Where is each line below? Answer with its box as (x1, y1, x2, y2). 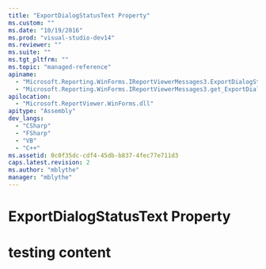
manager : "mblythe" (8, 173, 73, 182)
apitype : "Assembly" (8, 108, 77, 116)
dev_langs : (8, 115, 44, 123)
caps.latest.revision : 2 (8, 159, 90, 167)
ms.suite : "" (8, 48, 51, 56)
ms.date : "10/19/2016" (8, 26, 83, 34)
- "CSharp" (15, 122, 51, 130)
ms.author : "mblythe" (8, 166, 80, 174)
